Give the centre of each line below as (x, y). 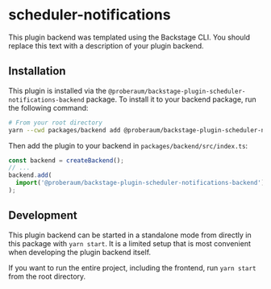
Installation (37, 71)
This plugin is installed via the (58, 90)
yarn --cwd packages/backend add (65, 130)
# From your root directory (56, 123)
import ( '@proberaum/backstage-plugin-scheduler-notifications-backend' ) (140, 183)
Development (43, 216)
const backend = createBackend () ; (67, 160)
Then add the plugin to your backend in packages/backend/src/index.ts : (128, 145)
